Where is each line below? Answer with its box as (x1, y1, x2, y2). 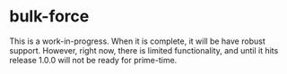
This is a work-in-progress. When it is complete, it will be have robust (9, 36, 266, 46)
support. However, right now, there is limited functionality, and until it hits (9, 45, 279, 55)
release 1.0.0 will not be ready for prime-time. (9, 54, 178, 65)
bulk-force (9, 6, 90, 27)
